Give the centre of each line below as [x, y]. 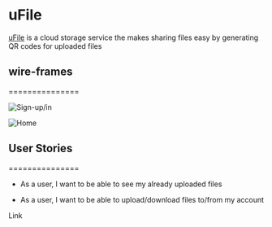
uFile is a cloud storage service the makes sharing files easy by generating [134, 37]
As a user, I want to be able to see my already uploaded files [121, 184]
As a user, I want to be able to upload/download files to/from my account [142, 199]
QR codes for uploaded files [55, 46]
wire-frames [41, 72]
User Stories [41, 148]
